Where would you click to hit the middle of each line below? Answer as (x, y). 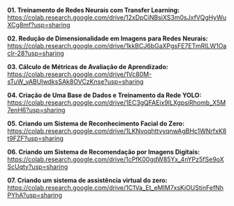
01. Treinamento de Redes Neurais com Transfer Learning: (94, 10)
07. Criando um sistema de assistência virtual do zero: (87, 180)
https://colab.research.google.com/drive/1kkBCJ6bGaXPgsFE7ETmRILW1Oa (117, 46)
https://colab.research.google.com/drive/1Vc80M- (80, 74)
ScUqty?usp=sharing (38, 167)
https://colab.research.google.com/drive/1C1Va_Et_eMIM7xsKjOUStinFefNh (116, 187)
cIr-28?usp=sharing (36, 53)
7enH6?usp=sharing (36, 110)
